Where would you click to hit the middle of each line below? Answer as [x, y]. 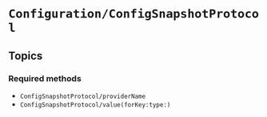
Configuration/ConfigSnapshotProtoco [134, 14]
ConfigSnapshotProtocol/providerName [83, 96]
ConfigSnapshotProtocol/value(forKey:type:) [95, 105]
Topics [26, 55]
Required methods [45, 78]
